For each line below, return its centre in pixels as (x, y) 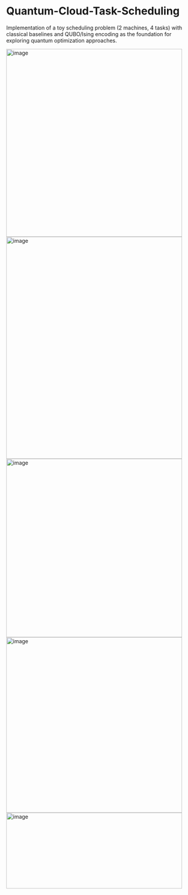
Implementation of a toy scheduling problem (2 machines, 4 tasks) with (94, 28)
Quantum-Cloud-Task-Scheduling (93, 11)
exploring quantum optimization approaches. (62, 40)
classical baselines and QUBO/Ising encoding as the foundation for (89, 34)
